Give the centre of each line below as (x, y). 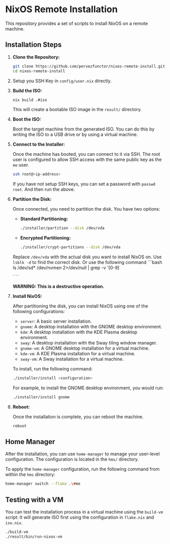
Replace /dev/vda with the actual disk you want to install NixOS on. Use (87, 257)
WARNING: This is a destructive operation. (58, 286)
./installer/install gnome (41, 397)
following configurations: (39, 311)
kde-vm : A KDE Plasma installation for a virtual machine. (78, 353)
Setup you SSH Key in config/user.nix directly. (62, 81)
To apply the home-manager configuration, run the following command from (82, 469)
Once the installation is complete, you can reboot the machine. (78, 417)
